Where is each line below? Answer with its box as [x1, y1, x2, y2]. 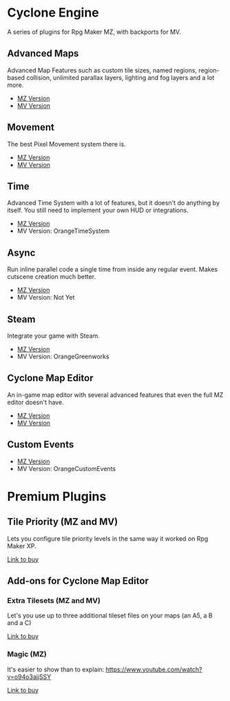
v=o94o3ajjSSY [7, 672, 52, 681]
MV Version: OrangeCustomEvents [17, 464, 116, 472]
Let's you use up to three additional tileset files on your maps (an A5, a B [7, 611, 213, 620]
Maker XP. [7, 541, 36, 550]
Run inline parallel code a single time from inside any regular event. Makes [7, 265, 218, 273]
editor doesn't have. [7, 398, 64, 406]
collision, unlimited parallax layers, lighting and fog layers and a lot [26, 73, 215, 81]
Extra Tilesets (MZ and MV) [7, 595, 101, 605]
